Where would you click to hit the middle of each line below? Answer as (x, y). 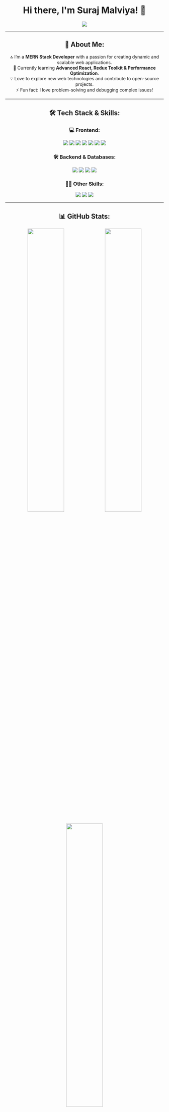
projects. (84, 84)
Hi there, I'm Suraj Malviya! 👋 (84, 10)
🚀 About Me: (84, 45)
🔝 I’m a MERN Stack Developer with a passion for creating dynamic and (84, 57)
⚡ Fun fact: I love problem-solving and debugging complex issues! (84, 90)
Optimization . (84, 73)
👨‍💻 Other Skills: (84, 184)
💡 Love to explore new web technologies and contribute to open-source (84, 78)
